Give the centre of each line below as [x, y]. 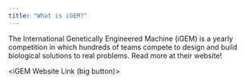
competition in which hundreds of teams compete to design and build [123, 47]
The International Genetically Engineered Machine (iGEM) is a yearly [121, 38]
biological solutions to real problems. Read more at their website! [115, 55]
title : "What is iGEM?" [48, 16]
